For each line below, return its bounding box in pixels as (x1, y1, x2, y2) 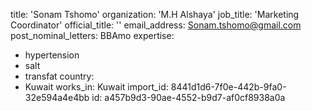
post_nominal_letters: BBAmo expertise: (10, 30, 175, 41)
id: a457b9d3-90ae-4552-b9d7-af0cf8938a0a (91, 92, 286, 103)
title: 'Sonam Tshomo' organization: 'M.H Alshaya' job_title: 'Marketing (10, 9, 300, 20)
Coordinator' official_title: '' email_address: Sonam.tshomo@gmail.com (10, 19, 302, 31)
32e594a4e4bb (24, 92, 90, 103)
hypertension (24, 49, 80, 61)
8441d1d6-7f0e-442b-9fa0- (170, 81, 287, 93)
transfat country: (24, 70, 95, 82)
